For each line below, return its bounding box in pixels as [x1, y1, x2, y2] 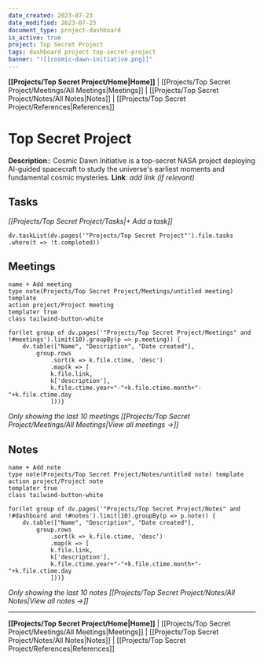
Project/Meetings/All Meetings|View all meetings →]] [8, 420, 179, 429]
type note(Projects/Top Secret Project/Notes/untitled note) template [8, 470, 244, 479]
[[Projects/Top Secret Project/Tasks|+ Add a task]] [8, 216, 173, 225]
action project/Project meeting [8, 301, 114, 310]
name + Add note [8, 464, 61, 472]
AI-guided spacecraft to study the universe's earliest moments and [8, 164, 225, 173]
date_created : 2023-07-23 [8, 11, 93, 20]
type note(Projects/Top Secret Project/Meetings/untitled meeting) [8, 288, 234, 295]
